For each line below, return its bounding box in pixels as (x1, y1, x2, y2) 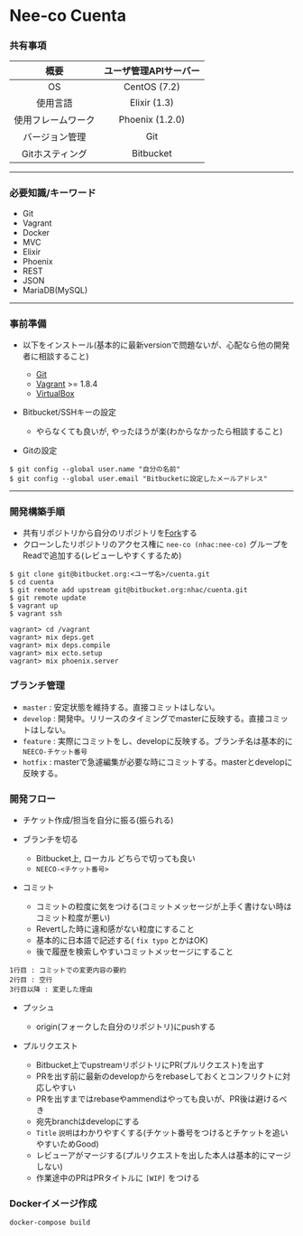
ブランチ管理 (9, 679, 66, 692)
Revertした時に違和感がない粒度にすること (35, 923, 196, 934)
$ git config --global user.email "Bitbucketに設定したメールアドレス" (9, 475, 268, 484)
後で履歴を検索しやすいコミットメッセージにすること (35, 945, 234, 957)
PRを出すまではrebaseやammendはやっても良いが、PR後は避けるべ (35, 1093, 288, 1104)
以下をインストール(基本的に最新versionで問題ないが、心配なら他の (22, 339, 274, 350)
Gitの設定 (22, 445, 58, 456)
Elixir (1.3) (129, 97, 174, 109)
